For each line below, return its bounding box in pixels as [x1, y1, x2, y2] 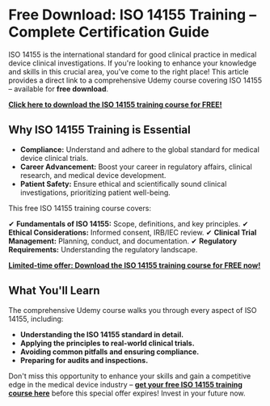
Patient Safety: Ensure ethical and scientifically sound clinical [19, 179, 227, 188]
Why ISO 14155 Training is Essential [8, 123, 192, 137]
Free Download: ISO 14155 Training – [8, 6, 257, 24]
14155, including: [8, 314, 64, 324]
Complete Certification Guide [8, 23, 210, 41]
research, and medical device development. [19, 170, 167, 180]
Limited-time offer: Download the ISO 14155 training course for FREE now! [8, 260, 261, 270]
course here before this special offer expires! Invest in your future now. [8, 388, 246, 398]
